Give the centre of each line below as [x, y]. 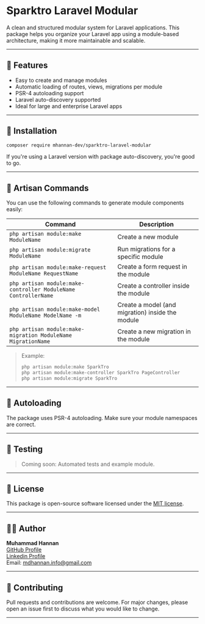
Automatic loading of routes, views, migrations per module [89, 87]
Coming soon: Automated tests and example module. [88, 464]
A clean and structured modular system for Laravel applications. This [93, 27]
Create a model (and [147, 305]
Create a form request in [152, 267]
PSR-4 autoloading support [49, 93]
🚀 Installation [32, 131]
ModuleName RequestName [44, 274]
